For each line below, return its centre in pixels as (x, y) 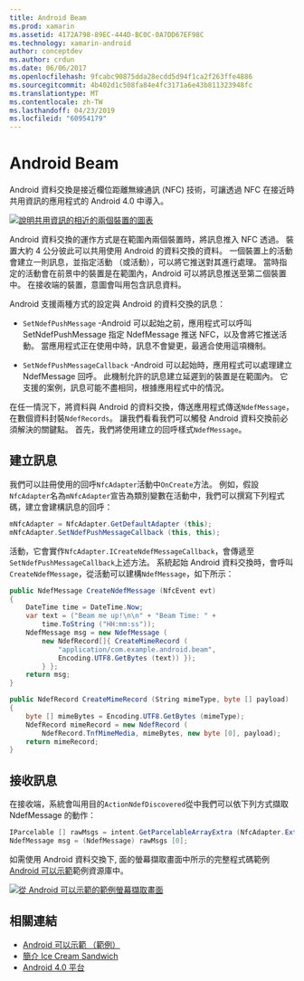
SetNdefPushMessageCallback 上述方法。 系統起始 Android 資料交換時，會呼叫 (152, 562)
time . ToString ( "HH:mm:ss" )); (99, 624)
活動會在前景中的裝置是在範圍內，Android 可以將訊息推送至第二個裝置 (156, 273)
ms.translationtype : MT (54, 93)
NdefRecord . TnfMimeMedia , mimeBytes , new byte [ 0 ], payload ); (161, 733)
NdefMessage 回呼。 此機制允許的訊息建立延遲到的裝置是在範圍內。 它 (155, 376)
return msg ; (48, 675)
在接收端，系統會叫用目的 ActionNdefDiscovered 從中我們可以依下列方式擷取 (149, 804)
